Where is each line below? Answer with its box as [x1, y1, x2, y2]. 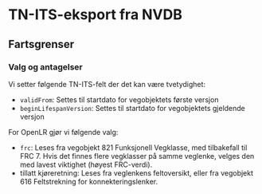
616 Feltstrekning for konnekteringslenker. [19, 176, 158, 186]
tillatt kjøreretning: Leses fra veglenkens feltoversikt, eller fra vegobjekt [19, 168, 253, 177]
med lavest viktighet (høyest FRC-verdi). [19, 160, 153, 169]
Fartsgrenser [8, 38, 75, 51]
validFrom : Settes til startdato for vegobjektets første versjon [19, 94, 219, 105]
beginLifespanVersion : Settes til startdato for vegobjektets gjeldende [19, 103, 245, 113]
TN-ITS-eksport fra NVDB [8, 6, 183, 24]
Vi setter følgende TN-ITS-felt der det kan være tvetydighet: [8, 79, 205, 89]
